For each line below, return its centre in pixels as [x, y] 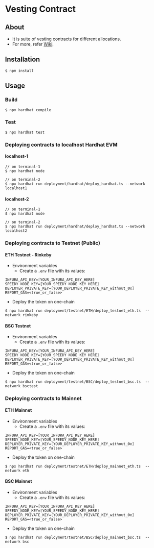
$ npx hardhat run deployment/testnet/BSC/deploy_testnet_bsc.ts [73, 382]
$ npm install [20, 71]
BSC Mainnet [19, 481]
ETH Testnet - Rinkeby [28, 255]
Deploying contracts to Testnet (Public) [53, 243]
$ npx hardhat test [25, 132]
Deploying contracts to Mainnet [44, 399]
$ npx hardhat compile [28, 110]
